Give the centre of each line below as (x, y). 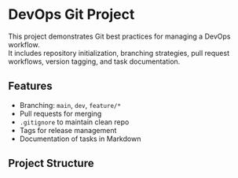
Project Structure (51, 163)
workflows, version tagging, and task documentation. (94, 61)
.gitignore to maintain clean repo (74, 122)
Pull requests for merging (60, 113)
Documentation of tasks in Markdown (80, 139)
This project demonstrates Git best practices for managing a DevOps (119, 36)
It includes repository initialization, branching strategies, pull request (119, 53)
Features (30, 86)
